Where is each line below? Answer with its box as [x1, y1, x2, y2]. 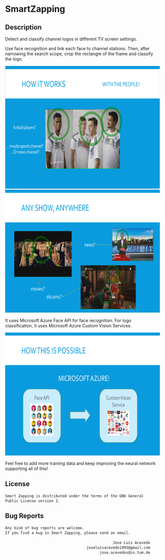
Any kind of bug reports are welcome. [5, 525, 84, 531]
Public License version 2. [5, 498, 60, 503]
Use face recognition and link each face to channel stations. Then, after [5, 46, 150, 51]
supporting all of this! [5, 466, 48, 472]
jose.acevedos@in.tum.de [99, 550, 151, 555]
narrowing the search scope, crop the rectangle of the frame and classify [5, 51, 153, 57]
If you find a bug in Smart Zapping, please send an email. [5, 530, 131, 535]
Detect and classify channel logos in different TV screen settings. [5, 36, 137, 42]
